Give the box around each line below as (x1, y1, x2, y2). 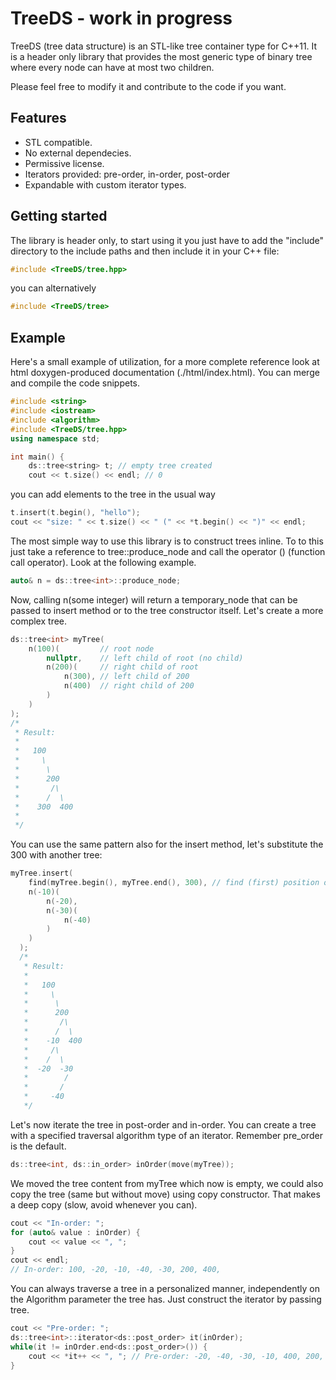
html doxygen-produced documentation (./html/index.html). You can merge (10, 367, 320, 379)
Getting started (10, 208, 108, 225)
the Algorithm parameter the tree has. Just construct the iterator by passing (10, 1293, 322, 1305)
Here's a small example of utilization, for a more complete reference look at (10, 356, 320, 368)
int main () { (10, 452, 65, 462)
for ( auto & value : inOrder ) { (10, 1227, 141, 1237)
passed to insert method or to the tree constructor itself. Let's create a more (10, 604, 324, 616)
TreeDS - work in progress (10, 7, 233, 30)
